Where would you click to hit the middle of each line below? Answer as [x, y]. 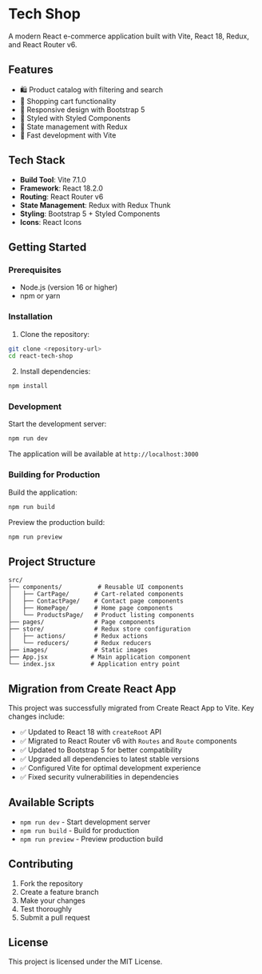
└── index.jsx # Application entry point [94, 664]
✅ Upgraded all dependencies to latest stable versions [109, 759]
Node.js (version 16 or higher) [69, 287]
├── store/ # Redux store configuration [100, 629]
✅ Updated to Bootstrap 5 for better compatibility [101, 750]
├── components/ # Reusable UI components [96, 587]
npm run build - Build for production [79, 830]
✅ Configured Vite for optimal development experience [110, 768]
